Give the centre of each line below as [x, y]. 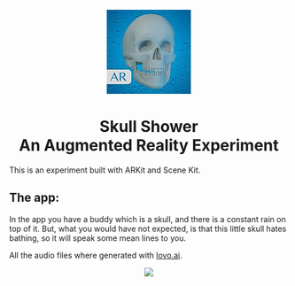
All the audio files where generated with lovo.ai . [96, 255]
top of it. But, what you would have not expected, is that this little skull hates [148, 228]
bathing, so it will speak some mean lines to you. [97, 238]
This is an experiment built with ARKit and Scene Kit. [105, 170]
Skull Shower [149, 127]
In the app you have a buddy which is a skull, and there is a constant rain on [147, 219]
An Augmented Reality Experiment [149, 146]
